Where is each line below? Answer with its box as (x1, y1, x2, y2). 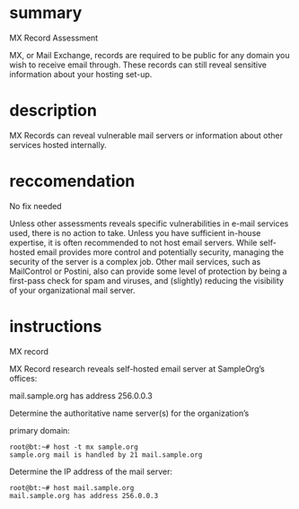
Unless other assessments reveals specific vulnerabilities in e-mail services (9, 218, 289, 229)
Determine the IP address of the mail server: (9, 466, 173, 477)
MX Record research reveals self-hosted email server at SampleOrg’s (9, 363, 265, 374)
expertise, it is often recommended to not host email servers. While (9, 237, 258, 248)
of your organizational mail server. (9, 285, 136, 295)
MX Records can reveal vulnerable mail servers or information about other (9, 129, 283, 141)
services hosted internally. (9, 139, 107, 150)
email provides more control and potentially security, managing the (37, 246, 285, 258)
